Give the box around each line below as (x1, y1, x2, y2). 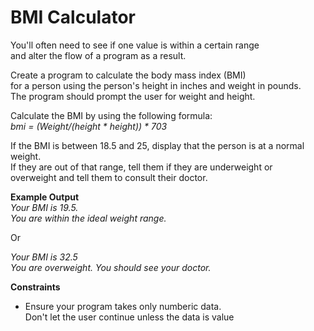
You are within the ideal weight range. (10, 212, 167, 224)
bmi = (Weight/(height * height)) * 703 (10, 120, 168, 132)
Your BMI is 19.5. (10, 201, 79, 213)
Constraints (10, 281, 61, 293)
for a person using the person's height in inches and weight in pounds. (10, 79, 302, 91)
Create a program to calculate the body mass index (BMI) (10, 69, 247, 81)
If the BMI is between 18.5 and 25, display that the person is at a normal (10, 139, 305, 151)
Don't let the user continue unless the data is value (24, 311, 235, 323)
